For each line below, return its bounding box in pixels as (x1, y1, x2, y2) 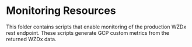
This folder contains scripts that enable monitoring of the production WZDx (6, 23, 187, 30)
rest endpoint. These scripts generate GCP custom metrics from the (6, 29, 169, 36)
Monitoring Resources (6, 4, 116, 17)
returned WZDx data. (6, 35, 57, 42)
